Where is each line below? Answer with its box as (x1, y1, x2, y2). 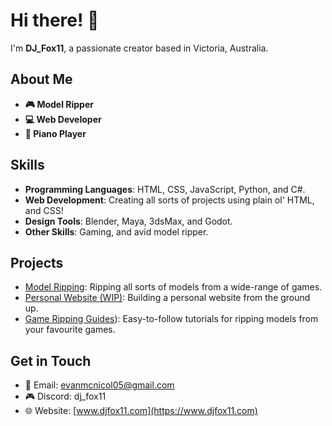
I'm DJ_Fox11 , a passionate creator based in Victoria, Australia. (10, 42, 269, 54)
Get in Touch (10, 352, 92, 369)
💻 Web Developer (24, 113, 102, 125)
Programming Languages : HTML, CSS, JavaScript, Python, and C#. (24, 183, 306, 195)
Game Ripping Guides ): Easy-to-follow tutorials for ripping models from (24, 313, 319, 325)
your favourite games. (24, 324, 116, 336)
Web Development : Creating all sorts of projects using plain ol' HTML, (24, 194, 315, 206)
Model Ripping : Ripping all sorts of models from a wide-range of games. (24, 281, 323, 293)
